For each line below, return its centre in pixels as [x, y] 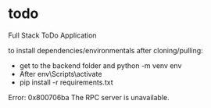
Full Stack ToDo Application [52, 35]
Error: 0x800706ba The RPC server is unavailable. [89, 97]
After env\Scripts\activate [61, 74]
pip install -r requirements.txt [66, 82]
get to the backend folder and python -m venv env [100, 65]
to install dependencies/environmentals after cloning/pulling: [105, 50]
